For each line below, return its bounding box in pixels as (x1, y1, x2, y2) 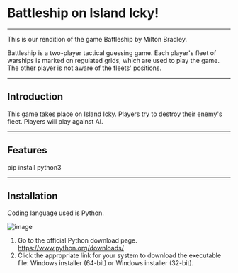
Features (7, 144, 47, 156)
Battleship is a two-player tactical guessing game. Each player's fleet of (7, 48, 217, 57)
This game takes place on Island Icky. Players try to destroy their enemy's (7, 110, 222, 118)
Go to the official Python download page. (17, 236, 138, 245)
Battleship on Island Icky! (7, 5, 159, 21)
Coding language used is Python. (7, 209, 104, 217)
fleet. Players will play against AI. (7, 117, 104, 125)
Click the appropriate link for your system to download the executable (17, 251, 222, 260)
